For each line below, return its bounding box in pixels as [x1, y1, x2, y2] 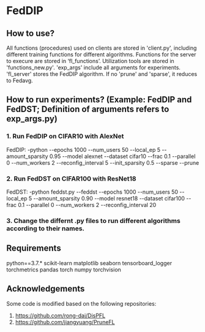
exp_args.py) [6, 114, 58, 124]
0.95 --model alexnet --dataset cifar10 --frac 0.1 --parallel [49, 153, 196, 160]
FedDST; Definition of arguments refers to [6, 104, 170, 115]
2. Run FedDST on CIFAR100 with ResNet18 [6, 174, 136, 183]
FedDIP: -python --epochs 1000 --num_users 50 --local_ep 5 [6, 146, 161, 153]
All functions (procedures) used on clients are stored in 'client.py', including [6, 44, 197, 51]
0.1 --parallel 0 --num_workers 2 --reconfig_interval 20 [18, 201, 157, 208]
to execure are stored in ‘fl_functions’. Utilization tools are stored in [6, 58, 174, 64]
